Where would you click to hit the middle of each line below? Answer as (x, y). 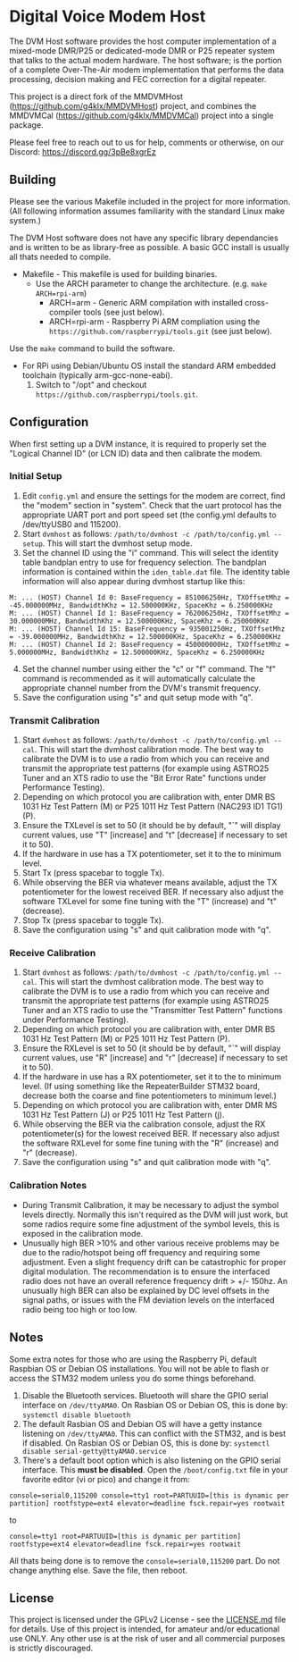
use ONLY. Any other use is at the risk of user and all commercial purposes (147, 1639)
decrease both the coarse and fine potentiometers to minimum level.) (149, 1095)
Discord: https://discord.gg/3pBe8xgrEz (83, 151)
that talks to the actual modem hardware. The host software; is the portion (146, 60)
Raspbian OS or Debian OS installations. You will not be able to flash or (139, 1368)
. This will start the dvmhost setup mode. (117, 543)
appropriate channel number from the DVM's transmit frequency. (141, 688)
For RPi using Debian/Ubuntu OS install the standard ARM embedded (149, 365)
